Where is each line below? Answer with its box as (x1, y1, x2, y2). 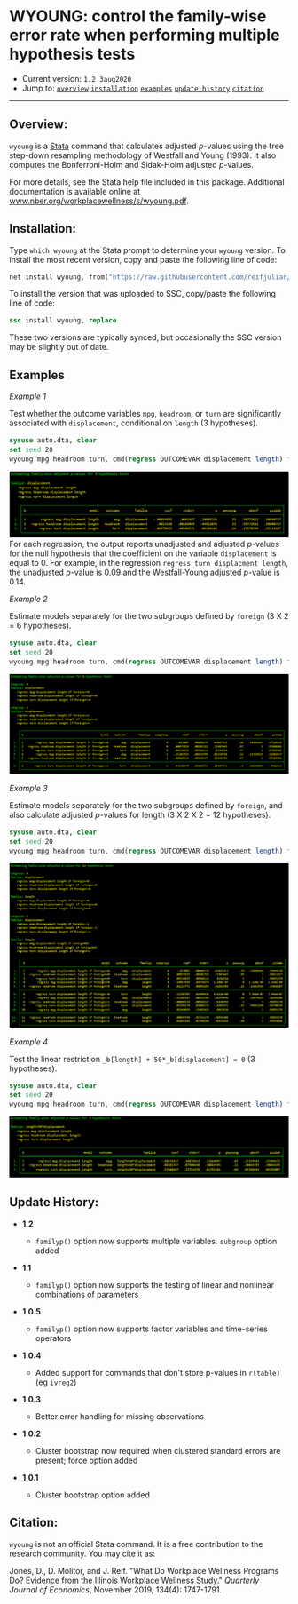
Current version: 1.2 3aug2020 (21, 73, 132, 83)
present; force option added (35, 1455, 138, 1465)
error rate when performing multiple (9, 25, 280, 45)
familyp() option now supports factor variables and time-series (35, 1323, 268, 1334)
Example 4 (9, 1036, 49, 1047)
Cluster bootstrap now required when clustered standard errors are (35, 1445, 281, 1456)
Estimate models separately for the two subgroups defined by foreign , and (9, 800, 283, 811)
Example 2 (9, 593, 49, 605)
